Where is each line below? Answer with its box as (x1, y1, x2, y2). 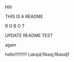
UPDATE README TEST (5, 33, 53, 38)
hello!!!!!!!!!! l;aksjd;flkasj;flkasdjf (5, 51, 70, 57)
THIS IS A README (5, 14, 43, 19)
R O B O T (5, 23, 25, 29)
